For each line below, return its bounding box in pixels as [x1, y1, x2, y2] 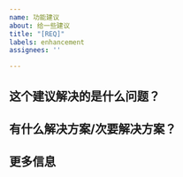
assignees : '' [9, 46, 62, 55]
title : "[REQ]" [9, 29, 65, 38]
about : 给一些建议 [9, 21, 71, 30]
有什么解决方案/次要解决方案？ [9, 121, 177, 136]
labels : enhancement [9, 37, 86, 47]
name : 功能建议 [9, 12, 60, 22]
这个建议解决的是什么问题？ [9, 88, 161, 104]
